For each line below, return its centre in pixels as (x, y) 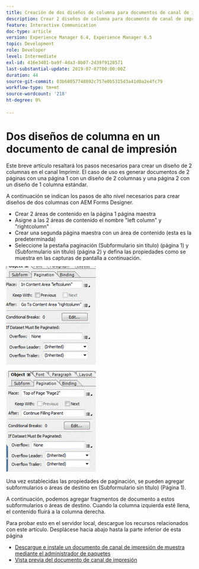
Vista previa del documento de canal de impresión (76, 560)
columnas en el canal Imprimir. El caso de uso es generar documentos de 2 (98, 171)
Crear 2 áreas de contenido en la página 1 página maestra (85, 214)
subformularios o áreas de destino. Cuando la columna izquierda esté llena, (98, 505)
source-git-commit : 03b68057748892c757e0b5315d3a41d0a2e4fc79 (84, 81)
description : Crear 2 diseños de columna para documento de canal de (94, 19)
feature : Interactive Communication (51, 25)
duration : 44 (22, 75)
